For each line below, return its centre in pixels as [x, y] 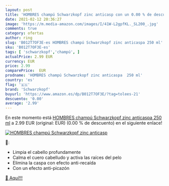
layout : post [19, 10]
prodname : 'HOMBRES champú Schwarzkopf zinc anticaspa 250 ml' [74, 75]
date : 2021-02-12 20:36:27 [33, 19]
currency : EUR [20, 61]
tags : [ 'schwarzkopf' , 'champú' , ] [43, 52]
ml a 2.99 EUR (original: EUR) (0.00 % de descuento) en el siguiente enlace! [84, 123]
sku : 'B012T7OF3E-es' [28, 47]
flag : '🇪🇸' [18, 84]
